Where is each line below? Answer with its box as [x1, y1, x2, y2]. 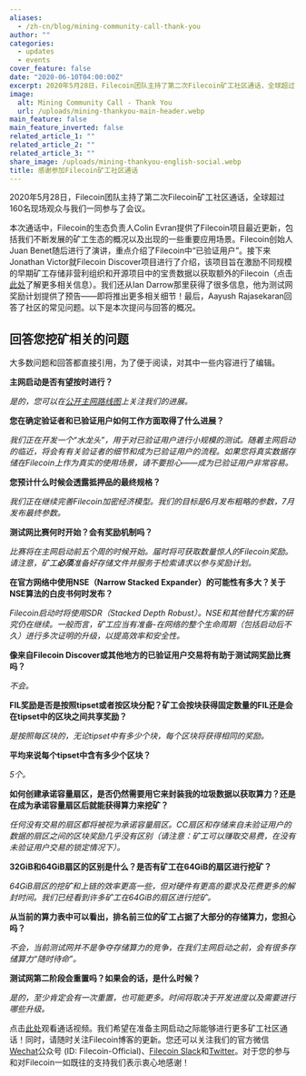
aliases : [9, 13, 43, 23]
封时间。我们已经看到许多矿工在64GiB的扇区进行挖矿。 [9, 892, 216, 903]
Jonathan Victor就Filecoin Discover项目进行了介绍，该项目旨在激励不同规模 [9, 257, 292, 268]
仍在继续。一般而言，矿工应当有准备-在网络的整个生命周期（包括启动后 [16, 619, 284, 630]
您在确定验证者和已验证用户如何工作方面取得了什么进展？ [9, 415, 224, 426]
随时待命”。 [36, 953, 82, 965]
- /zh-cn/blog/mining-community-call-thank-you [17, 22, 202, 31]
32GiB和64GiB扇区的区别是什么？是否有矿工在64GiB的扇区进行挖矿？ [9, 861, 272, 872]
